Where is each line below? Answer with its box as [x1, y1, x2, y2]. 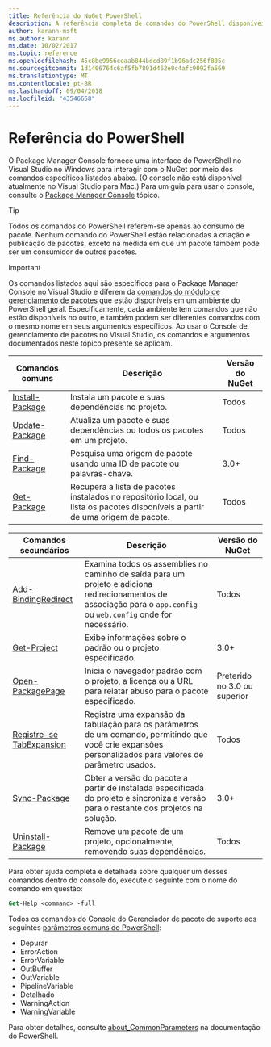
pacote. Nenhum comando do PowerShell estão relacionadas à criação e [8, 230, 251, 240]
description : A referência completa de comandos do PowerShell [8, 19, 226, 27]
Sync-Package [12, 793, 70, 804]
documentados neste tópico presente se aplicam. [8, 338, 173, 348]
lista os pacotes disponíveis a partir [69, 501, 204, 513]
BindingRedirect [12, 594, 73, 605]
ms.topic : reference [8, 49, 78, 57]
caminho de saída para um [84, 568, 186, 580]
